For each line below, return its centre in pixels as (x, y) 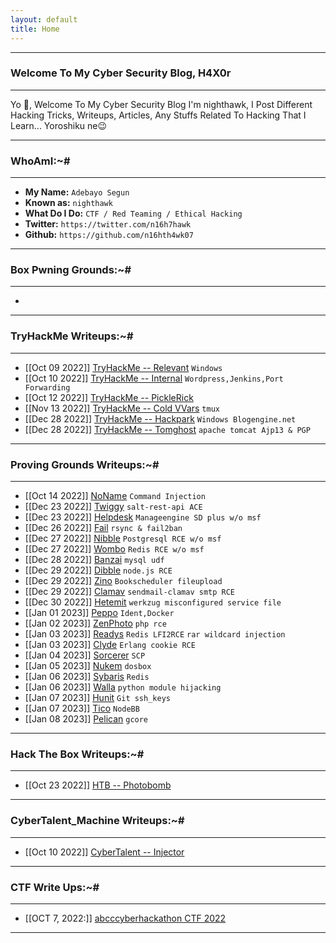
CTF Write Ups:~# (55, 887)
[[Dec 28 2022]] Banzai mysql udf (94, 559)
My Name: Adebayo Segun (77, 192)
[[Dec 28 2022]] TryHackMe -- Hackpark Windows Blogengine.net (160, 418)
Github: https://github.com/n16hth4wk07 (109, 235)
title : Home (35, 29)
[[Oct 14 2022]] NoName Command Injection (115, 495)
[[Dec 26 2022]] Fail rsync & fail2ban (103, 527)
